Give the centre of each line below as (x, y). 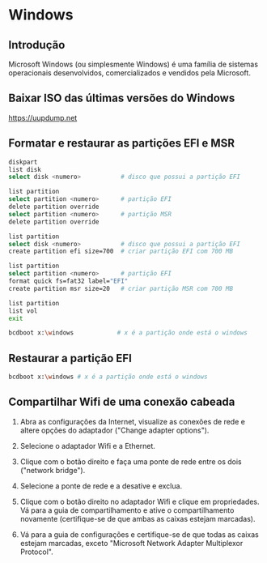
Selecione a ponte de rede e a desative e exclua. (101, 486)
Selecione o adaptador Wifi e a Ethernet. (88, 446)
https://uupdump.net (43, 117)
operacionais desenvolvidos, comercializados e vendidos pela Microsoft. (129, 73)
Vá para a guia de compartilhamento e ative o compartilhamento (127, 510)
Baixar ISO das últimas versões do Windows (122, 98)
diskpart (23, 162)
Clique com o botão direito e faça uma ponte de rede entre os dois (131, 461)
